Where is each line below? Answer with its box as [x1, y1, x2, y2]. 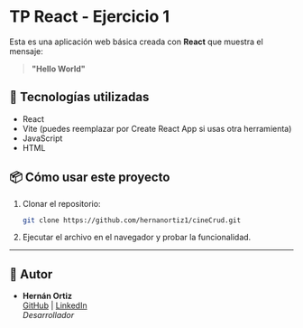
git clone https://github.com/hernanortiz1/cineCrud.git [22, 215, 242, 225]
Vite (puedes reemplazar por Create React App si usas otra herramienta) [22, 123, 292, 134]
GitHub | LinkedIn [22, 300, 87, 311]
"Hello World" [31, 63, 86, 74]
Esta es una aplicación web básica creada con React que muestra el [9, 36, 263, 47]
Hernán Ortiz [22, 291, 72, 302]
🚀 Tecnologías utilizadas [9, 89, 150, 105]
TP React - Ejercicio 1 [9, 6, 170, 27]
